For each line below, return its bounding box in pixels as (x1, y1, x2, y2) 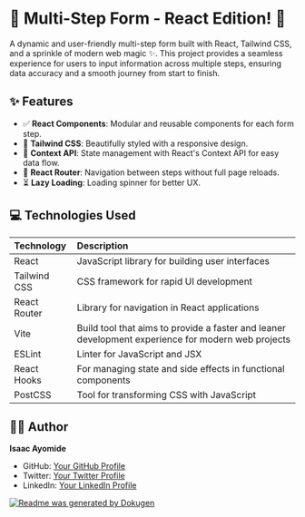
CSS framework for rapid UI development (76, 275, 252, 288)
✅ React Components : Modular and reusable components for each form (22, 118, 295, 129)
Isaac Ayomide (9, 444, 66, 454)
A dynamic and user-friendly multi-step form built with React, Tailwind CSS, (9, 38, 292, 49)
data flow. (22, 157, 60, 168)
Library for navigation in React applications (76, 301, 260, 314)
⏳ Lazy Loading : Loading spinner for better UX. (22, 177, 202, 188)
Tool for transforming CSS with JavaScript (76, 388, 257, 401)
